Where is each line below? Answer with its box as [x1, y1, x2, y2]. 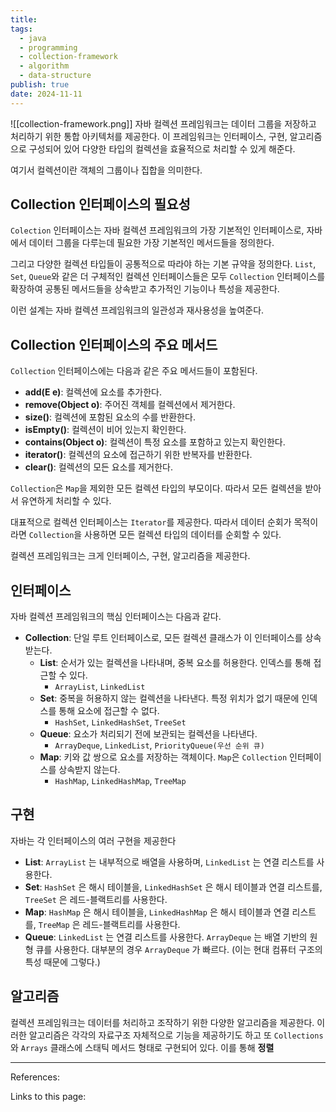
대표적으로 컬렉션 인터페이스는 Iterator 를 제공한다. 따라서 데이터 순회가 [10, 516, 292, 528]
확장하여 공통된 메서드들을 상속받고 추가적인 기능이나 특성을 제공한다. [10, 283, 280, 295]
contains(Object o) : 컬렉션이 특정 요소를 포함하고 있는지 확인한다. [24, 436, 286, 448]
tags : [10, 24, 33, 34]
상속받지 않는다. [58, 764, 121, 776]
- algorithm [19, 61, 70, 71]
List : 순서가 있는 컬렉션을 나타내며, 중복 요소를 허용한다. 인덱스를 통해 [39, 657, 312, 669]
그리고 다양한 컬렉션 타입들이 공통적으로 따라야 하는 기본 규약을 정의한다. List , [10, 258, 317, 270]
